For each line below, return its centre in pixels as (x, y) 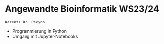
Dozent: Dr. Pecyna (25, 22)
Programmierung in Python (40, 31)
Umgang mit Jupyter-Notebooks (45, 36)
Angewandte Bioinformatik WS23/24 (82, 9)
